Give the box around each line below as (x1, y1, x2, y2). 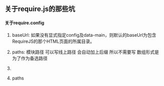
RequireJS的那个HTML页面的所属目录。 (12, 38, 95, 44)
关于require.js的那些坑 (5, 5, 75, 14)
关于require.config (5, 20, 45, 26)
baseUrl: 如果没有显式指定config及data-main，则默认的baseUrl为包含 (12, 32, 156, 38)
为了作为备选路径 (12, 55, 48, 61)
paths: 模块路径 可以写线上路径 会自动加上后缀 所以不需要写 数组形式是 (12, 49, 159, 55)
